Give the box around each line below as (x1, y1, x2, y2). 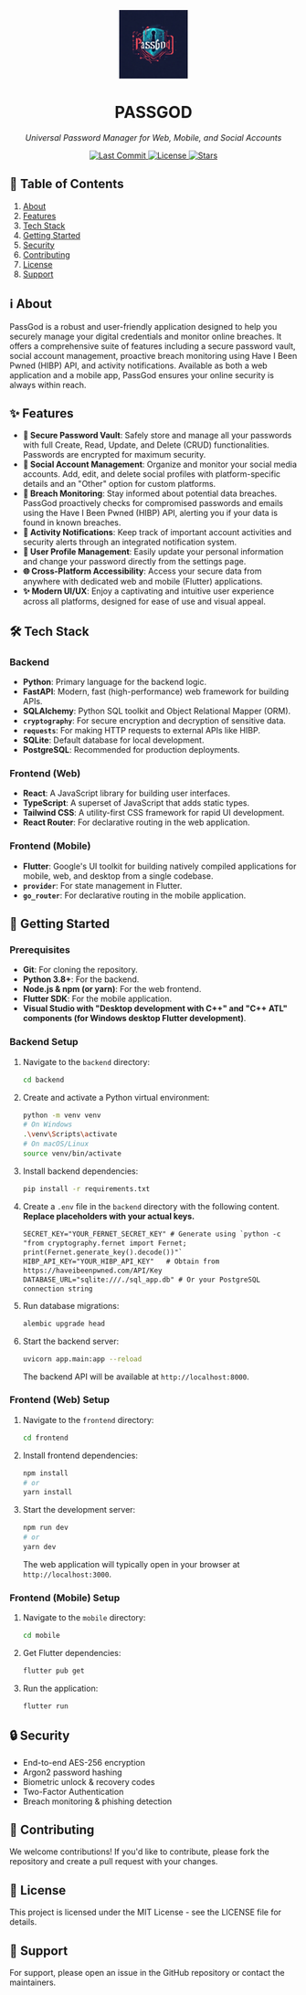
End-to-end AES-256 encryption (22, 1757, 146, 1768)
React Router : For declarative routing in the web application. (22, 817, 250, 828)
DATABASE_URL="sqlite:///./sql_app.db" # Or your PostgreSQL (22, 1275, 261, 1284)
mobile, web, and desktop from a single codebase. (22, 870, 214, 881)
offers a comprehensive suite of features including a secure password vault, (9, 340, 296, 352)
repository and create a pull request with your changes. (9, 1856, 218, 1867)
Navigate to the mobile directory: (22, 1612, 146, 1623)
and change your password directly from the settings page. (22, 556, 247, 567)
